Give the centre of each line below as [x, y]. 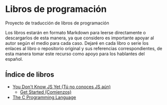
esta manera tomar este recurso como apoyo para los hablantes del [75, 54]
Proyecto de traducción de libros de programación [57, 23]
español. [14, 59]
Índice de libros [30, 75]
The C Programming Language [44, 97]
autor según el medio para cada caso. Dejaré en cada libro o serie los [77, 43]
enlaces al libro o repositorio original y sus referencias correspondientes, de [84, 48]
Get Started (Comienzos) [46, 92]
